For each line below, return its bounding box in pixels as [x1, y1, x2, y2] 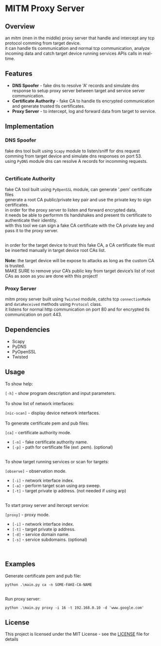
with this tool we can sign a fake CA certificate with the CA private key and [5, 222, 154, 228]
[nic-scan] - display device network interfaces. [5, 410, 100, 416]
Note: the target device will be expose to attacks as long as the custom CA [5, 257, 154, 263]
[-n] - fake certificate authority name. [12, 439, 88, 445]
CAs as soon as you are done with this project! [5, 273, 98, 279]
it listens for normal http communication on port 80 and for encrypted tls [5, 306, 150, 313]
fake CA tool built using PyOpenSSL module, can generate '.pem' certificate [5, 186, 152, 192]
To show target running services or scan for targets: [5, 458, 109, 464]
